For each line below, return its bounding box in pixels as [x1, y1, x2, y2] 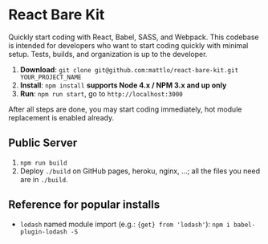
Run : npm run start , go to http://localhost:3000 [19, 88, 183, 98]
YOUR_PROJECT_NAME [19, 73, 82, 81]
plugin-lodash [19, 227, 67, 236]
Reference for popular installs [8, 198, 160, 212]
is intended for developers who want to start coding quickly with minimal [8, 40, 249, 50]
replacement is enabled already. [8, 112, 115, 122]
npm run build [19, 159, 67, 167]
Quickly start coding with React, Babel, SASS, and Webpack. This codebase [8, 32, 259, 42]
